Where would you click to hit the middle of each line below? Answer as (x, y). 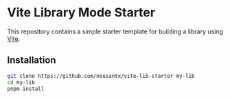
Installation (32, 60)
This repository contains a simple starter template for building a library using (115, 31)
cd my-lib (21, 82)
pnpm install (26, 89)
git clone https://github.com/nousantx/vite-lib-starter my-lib (101, 76)
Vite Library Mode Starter (81, 13)
